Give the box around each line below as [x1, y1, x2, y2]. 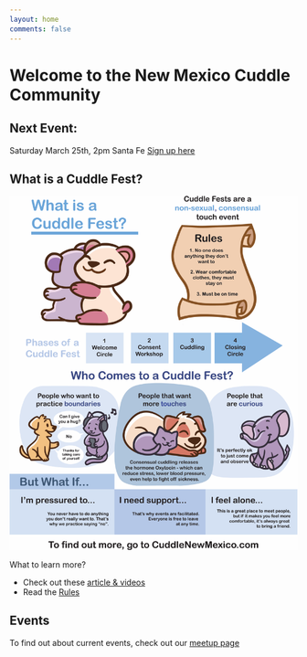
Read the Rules [22, 587, 80, 598]
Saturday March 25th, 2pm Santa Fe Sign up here [9, 144, 196, 155]
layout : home [9, 15, 59, 24]
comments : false [9, 24, 71, 34]
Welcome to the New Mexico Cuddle [9, 65, 291, 86]
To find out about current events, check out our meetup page [9, 637, 240, 648]
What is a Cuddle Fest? [9, 171, 143, 186]
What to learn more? [9, 559, 87, 570]
